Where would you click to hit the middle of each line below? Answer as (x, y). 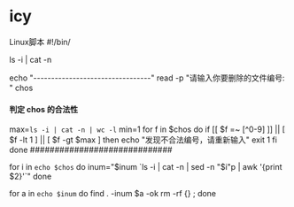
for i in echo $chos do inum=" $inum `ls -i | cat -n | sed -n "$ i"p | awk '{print (146, 167)
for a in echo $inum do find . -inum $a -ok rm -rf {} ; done (113, 194)
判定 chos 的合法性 (44, 109)
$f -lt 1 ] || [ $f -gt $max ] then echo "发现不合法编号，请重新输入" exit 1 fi (143, 140)
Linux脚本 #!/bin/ (40, 42)
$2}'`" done (31, 176)
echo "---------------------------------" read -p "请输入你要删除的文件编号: (147, 78)
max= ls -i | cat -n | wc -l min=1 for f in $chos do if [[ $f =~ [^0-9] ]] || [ (147, 129)
